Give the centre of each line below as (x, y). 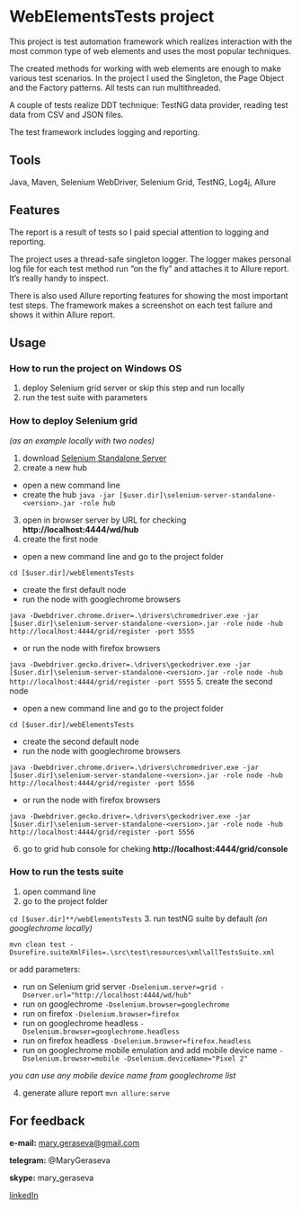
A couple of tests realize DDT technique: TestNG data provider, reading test (149, 104)
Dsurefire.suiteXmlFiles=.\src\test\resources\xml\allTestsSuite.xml (142, 952)
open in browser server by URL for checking (104, 520)
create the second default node (80, 741)
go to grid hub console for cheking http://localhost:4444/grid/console (155, 848)
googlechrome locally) (51, 927)
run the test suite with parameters (85, 398)
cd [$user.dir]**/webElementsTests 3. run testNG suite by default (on (138, 918)
